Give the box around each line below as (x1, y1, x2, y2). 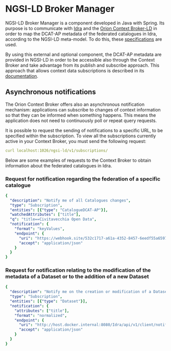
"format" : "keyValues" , (14, 226, 65, 231)
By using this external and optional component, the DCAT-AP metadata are (5, 51, 162, 57)
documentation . (5, 73, 39, 79)
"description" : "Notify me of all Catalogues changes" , (10, 198, 131, 203)
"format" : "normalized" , (14, 313, 67, 318)
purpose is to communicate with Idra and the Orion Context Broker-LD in (5, 25, 157, 31)
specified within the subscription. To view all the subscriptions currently (5, 133, 156, 139)
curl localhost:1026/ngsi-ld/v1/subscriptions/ (5, 148, 108, 153)
